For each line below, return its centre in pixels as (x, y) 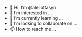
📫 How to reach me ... (33, 29)
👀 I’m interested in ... (31, 13)
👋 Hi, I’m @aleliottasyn (33, 8)
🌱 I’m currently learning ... (36, 18)
